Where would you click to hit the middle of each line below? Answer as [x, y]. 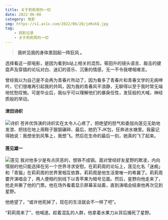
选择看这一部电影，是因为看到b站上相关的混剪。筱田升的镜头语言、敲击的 [81, 63]
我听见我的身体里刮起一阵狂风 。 [51, 52]
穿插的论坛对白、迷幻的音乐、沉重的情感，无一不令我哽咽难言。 [84, 69]
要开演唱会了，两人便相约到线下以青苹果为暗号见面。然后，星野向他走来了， [84, 179]
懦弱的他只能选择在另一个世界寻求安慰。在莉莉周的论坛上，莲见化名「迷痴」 [84, 166]
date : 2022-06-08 [23, 14]
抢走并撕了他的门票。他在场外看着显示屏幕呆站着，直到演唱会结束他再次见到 [84, 185]
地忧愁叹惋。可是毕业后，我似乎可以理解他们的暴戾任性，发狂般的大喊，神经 [84, 92]
